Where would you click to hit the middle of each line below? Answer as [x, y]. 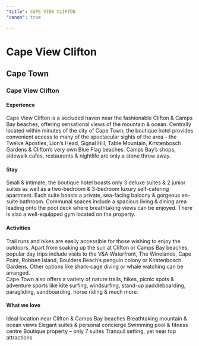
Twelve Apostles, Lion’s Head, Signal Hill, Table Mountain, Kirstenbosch [94, 143]
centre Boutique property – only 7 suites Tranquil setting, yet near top [91, 331]
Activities [18, 228]
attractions [19, 337]
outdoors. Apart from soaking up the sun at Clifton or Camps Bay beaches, [97, 247]
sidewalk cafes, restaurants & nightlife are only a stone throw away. [89, 156]
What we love [23, 305]
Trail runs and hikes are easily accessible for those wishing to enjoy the [94, 241]
